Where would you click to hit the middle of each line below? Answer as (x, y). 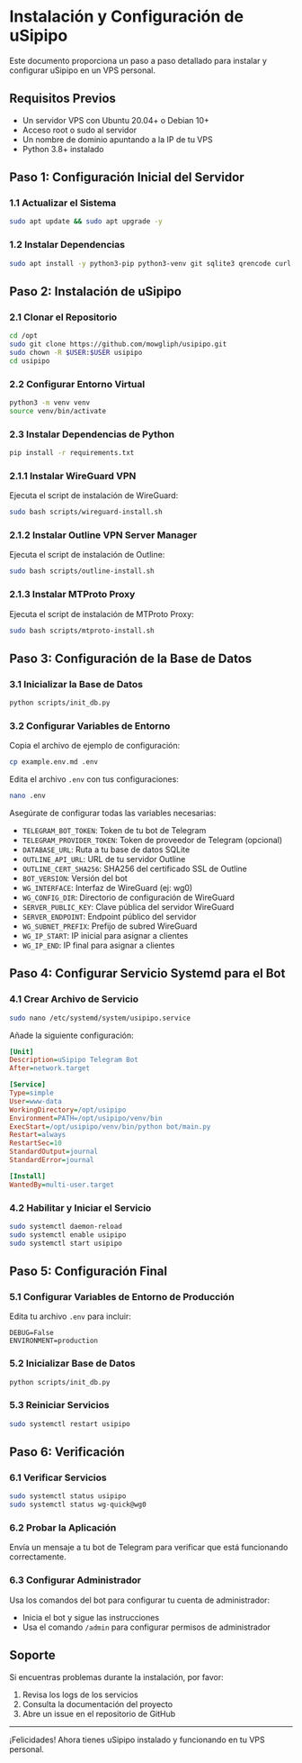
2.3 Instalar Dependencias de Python (92, 434)
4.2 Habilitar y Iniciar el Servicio (80, 1207)
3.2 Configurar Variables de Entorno (90, 725)
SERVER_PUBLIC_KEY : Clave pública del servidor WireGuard (128, 907)
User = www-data (36, 1101)
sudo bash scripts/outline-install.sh (82, 571)
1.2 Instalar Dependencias (67, 245)
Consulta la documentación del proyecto (98, 1704)
